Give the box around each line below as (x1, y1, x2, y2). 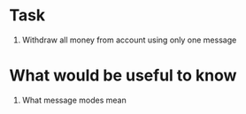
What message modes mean (21, 95, 127, 105)
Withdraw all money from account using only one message (21, 34, 237, 45)
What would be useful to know (9, 65, 237, 86)
